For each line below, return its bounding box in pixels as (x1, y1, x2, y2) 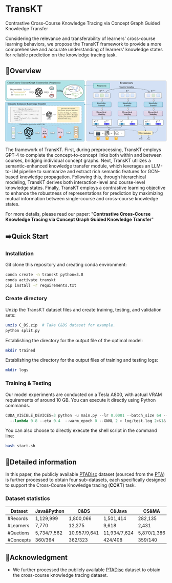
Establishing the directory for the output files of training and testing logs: (5, 357, 159, 363)
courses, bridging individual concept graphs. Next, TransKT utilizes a (5, 157, 151, 164)
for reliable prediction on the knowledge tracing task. (5, 52, 117, 58)
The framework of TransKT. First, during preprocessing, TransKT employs (5, 147, 161, 153)
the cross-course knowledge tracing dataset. (12, 572, 109, 578)
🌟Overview (5, 67, 41, 75)
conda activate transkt (5, 277, 56, 282)
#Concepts (7, 536, 31, 543)
